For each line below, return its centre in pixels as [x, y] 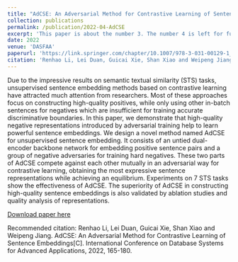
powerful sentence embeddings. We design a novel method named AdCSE [116, 132]
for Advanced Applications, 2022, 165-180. [70, 250]
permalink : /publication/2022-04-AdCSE [66, 27]
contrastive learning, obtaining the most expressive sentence [96, 170]
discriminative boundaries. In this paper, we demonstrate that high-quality [115, 118]
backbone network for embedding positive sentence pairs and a [127, 148]
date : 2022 [23, 40]
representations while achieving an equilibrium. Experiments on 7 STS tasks [118, 178]
